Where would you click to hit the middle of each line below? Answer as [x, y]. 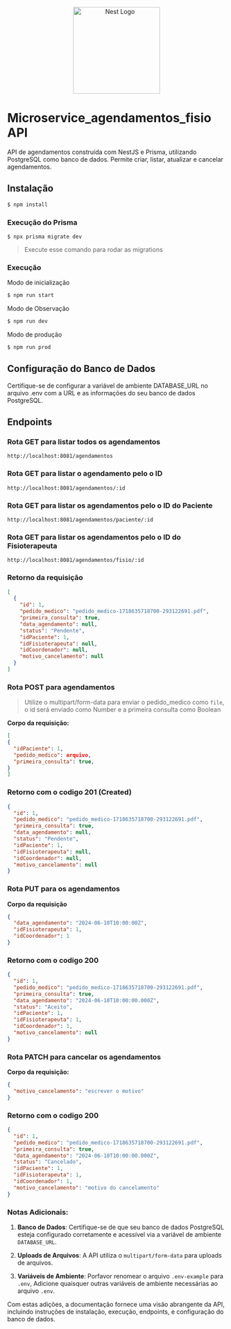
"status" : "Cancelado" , [48, 1162]
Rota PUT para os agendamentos [63, 889]
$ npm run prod [29, 347]
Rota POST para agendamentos [61, 687]
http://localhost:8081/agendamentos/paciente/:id [80, 520]
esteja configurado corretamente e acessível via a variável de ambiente [119, 1234]
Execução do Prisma [42, 222]
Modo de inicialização [38, 283]
